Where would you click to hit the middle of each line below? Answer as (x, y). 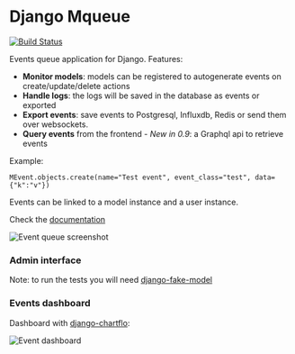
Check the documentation (58, 219)
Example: (27, 160)
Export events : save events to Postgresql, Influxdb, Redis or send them (154, 114)
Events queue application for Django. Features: (96, 59)
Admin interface (45, 260)
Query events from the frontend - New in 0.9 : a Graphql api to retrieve (153, 133)
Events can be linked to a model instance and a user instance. (124, 202)
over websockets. (55, 124)
